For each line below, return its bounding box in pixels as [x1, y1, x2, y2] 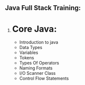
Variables [19, 50, 38, 55]
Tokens [19, 55, 34, 61]
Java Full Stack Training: [5, 4, 81, 12]
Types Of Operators [19, 60, 59, 66]
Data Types [19, 45, 43, 51]
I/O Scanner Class [19, 70, 56, 76]
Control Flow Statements [19, 75, 69, 82]
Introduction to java [19, 39, 58, 45]
